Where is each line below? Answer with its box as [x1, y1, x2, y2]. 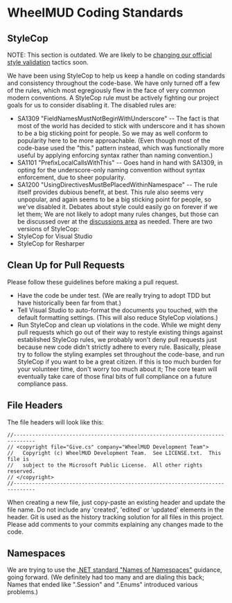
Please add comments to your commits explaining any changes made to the [7, 520, 224, 528]
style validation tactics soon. [7, 58, 89, 66]
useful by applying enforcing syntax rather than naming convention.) [17, 151, 213, 159]
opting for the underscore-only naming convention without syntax [17, 166, 206, 174]
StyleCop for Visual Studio [17, 232, 93, 240]
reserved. [7, 467, 36, 475]
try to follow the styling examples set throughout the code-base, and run [17, 350, 225, 358]
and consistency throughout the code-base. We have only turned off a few [7, 79, 220, 87]
